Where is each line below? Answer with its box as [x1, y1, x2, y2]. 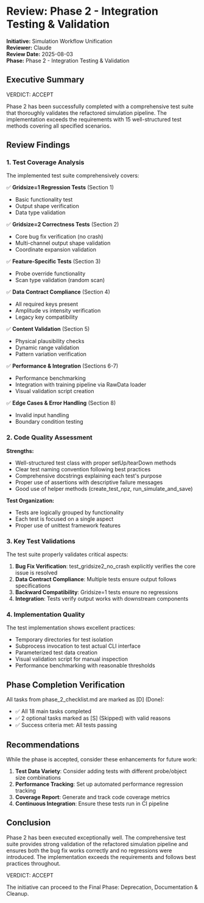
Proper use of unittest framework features [15, 521, 121, 529]
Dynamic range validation [15, 344, 80, 352]
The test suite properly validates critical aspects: [6, 551, 128, 558]
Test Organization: [6, 496, 55, 504]
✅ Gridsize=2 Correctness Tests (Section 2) [6, 221, 119, 228]
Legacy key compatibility [15, 313, 78, 321]
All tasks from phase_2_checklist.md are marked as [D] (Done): [6, 696, 164, 703]
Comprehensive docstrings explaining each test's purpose [15, 472, 163, 479]
